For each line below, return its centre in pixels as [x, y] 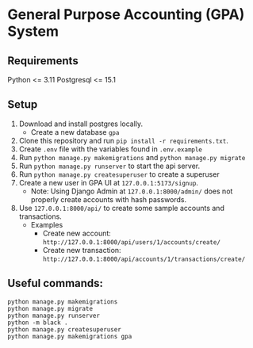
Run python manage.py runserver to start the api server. [109, 166]
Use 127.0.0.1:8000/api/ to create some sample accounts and [122, 208]
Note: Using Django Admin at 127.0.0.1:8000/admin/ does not [132, 191]
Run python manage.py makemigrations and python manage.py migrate [132, 157]
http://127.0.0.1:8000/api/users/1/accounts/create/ [132, 242]
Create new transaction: [82, 250]
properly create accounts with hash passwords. [109, 199]
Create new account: [77, 233]
